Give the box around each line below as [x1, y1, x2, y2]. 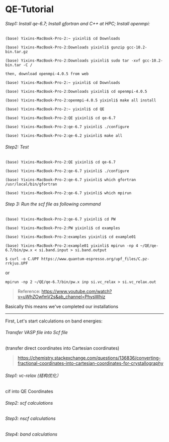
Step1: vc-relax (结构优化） [5, 372, 61, 378]
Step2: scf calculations [5, 400, 53, 406]
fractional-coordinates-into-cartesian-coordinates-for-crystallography [17, 360, 163, 366]
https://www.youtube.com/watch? [41, 288, 112, 294]
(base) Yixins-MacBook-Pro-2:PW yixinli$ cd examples [5, 226, 121, 231]
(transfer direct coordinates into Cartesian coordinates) [5, 345, 120, 351]
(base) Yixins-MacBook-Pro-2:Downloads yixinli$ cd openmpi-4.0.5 [5, 89, 147, 94]
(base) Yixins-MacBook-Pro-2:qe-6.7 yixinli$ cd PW [5, 216, 116, 222]
